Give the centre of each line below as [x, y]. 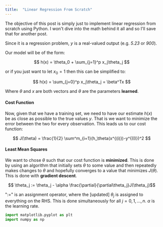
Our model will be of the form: [35, 52]
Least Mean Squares [26, 149]
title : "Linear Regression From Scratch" [49, 9]
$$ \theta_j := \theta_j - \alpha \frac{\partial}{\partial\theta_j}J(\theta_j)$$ [82, 185]
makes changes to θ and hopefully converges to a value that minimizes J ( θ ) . [81, 170]
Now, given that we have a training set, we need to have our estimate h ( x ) [79, 113]
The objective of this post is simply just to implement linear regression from [81, 23]
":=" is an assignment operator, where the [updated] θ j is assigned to [74, 195]
